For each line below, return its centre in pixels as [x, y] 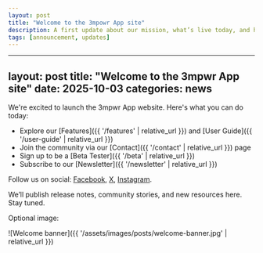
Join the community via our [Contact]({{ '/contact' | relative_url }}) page [135, 148]
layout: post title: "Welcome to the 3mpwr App [124, 76]
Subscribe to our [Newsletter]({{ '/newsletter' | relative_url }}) [118, 164]
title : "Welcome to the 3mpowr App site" [77, 23]
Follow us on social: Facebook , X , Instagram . [80, 179]
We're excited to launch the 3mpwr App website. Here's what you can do [126, 107]
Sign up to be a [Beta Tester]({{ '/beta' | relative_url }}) [107, 156]
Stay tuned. [27, 203]
